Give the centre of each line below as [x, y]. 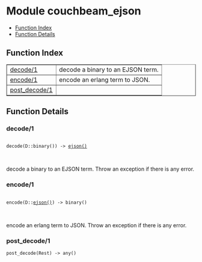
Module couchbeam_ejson [74, 11]
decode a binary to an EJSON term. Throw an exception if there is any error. [100, 169]
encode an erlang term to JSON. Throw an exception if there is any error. [96, 225]
